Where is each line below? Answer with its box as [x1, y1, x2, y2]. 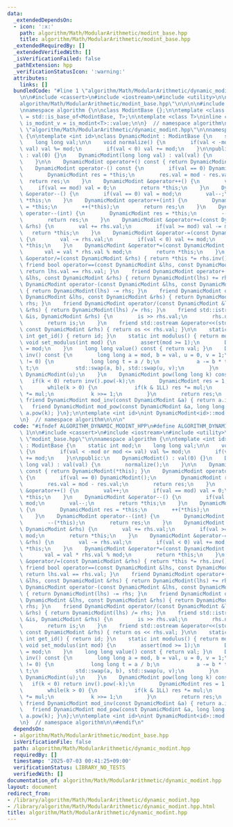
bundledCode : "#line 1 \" [13, 87, 89, 94]
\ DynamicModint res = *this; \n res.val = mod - [19, 171, 207, 178]
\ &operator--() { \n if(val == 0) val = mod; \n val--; [19, 191, 225, 198]
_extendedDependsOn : [13, 17, 73, 24]
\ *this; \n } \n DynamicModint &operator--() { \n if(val [19, 494, 225, 500]
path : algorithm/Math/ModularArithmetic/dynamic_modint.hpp [13, 745, 191, 752]
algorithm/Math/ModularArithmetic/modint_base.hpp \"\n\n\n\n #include [19, 101, 225, 107]
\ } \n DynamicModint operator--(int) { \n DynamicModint [19, 513, 225, 520]
